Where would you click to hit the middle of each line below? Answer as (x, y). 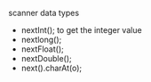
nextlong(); (41, 40)
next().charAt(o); (51, 68)
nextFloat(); (42, 49)
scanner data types (44, 13)
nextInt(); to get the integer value (82, 30)
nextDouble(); (46, 58)
